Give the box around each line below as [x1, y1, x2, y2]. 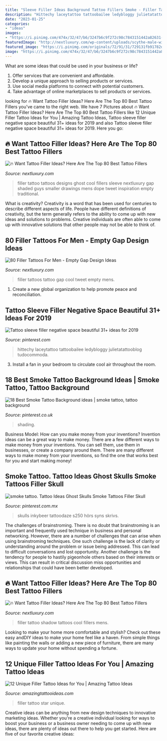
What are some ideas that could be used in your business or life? [5, 63, 138, 69]
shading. [17, 421, 36, 427]
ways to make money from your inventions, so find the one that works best [5, 452, 158, 458]
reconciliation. [12, 291, 42, 297]
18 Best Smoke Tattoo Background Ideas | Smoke [5, 376, 160, 384]
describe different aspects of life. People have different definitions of [5, 206, 147, 212]
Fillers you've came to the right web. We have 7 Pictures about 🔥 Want [5, 103, 150, 110]
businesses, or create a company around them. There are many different [5, 447, 154, 453]
